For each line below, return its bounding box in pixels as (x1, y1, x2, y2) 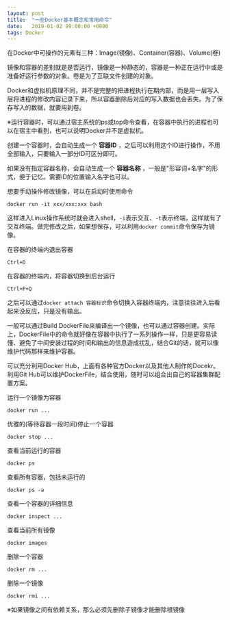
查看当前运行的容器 (7, 446, 62, 455)
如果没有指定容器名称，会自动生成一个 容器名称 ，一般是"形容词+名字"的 (7, 164, 212, 172)
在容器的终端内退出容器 (7, 246, 73, 254)
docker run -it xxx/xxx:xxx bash (7, 201, 103, 208)
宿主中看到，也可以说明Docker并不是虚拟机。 (18, 127, 148, 135)
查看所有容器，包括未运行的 (7, 473, 86, 481)
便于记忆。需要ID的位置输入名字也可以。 (18, 172, 133, 181)
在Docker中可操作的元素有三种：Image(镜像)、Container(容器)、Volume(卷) (7, 49, 221, 57)
